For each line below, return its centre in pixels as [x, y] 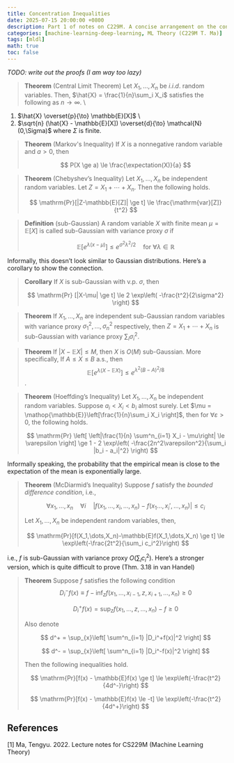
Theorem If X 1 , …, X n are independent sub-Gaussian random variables [124, 316]
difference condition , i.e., [60, 492]
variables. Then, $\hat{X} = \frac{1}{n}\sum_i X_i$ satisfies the [114, 95]
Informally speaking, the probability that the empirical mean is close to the [114, 464]
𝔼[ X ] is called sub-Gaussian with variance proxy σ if [99, 231]
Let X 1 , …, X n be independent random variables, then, [100, 521]
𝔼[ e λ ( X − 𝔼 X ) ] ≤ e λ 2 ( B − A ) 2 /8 [126, 371]
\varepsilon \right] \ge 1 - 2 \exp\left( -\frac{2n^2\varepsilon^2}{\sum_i [126, 443]
